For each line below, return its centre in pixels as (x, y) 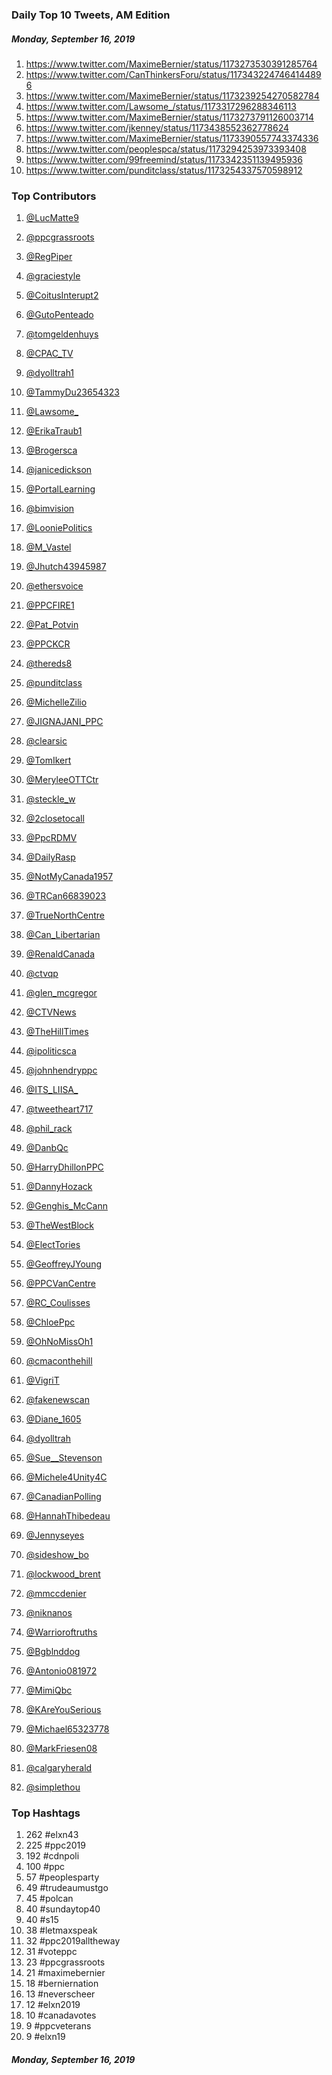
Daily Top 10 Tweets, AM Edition (91, 15)
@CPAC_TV (49, 354)
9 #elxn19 (45, 2037)
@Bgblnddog (53, 1652)
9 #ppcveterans (58, 2026)
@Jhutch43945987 (66, 567)
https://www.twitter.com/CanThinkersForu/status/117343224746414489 (173, 74)
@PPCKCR (48, 644)
